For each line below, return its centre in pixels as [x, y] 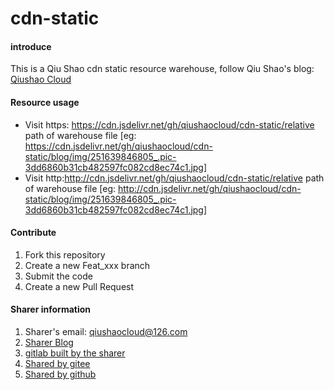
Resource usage [45, 102]
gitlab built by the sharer [75, 353]
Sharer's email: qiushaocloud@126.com [106, 331]
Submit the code [58, 276]
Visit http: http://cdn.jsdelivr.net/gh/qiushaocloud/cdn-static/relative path [174, 178]
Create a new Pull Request [79, 286]
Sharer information [51, 309]
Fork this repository [65, 254]
